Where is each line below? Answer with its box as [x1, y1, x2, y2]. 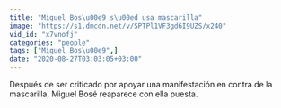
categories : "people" [9, 37, 91, 47]
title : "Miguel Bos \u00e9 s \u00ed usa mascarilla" [9, 12, 203, 22]
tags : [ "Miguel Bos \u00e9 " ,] [9, 46, 119, 55]
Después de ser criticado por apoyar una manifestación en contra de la [9, 79, 273, 89]
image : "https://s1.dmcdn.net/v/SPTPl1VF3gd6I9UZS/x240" [9, 21, 227, 30]
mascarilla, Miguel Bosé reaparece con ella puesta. [9, 88, 198, 99]
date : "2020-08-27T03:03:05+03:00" [9, 54, 143, 63]
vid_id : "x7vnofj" [9, 29, 78, 38]
